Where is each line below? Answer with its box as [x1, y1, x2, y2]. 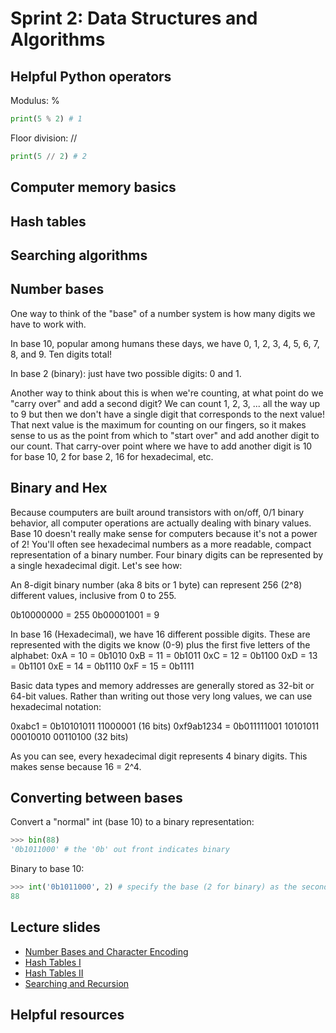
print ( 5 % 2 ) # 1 [10, 114, 83, 124]
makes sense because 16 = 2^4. [10, 760, 142, 772]
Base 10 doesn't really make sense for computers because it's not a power [10, 527, 318, 539]
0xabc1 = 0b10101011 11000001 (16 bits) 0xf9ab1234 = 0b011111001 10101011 [10, 720, 320, 732]
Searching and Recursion [24, 977, 130, 989]
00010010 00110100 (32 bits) [10, 730, 129, 742]
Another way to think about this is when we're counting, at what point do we [10, 387, 324, 399]
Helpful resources [10, 1007, 125, 1024]
